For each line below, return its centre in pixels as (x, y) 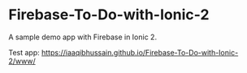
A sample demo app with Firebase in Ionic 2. (82, 37)
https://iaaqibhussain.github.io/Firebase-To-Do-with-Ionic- (140, 52)
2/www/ (22, 61)
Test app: (24, 52)
